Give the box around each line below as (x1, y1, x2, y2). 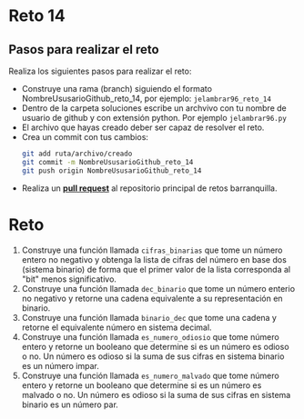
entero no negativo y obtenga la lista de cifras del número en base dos (21, 254, 288, 264)
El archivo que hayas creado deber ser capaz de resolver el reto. (21, 122, 265, 133)
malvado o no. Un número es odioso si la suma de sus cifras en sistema (21, 389, 291, 400)
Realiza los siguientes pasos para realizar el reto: (8, 65, 192, 76)
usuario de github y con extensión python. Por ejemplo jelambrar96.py (21, 113, 288, 123)
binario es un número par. (21, 399, 119, 410)
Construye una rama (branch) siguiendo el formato (21, 84, 213, 94)
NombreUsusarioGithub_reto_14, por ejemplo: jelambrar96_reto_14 (21, 93, 272, 104)
